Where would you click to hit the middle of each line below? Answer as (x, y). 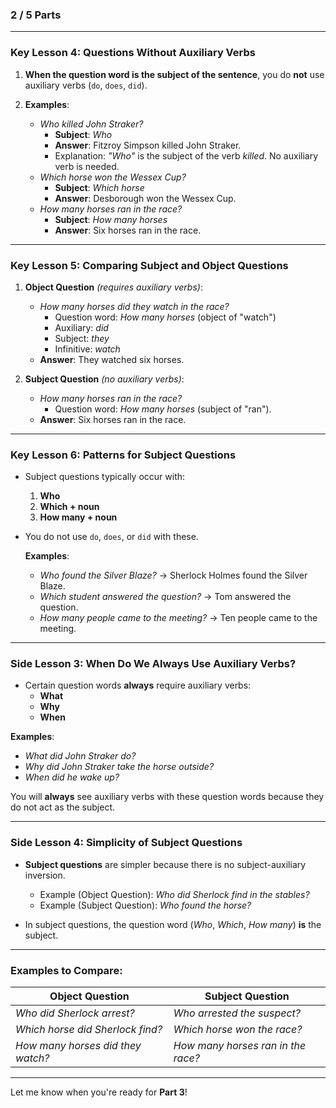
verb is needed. (87, 166)
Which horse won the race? (238, 1030)
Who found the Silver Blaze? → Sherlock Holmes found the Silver (173, 575)
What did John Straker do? (80, 756)
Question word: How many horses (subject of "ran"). (163, 409)
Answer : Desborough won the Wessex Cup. (145, 198)
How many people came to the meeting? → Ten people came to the (178, 618)
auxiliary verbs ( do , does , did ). (86, 85)
